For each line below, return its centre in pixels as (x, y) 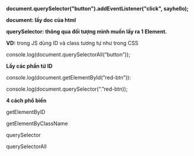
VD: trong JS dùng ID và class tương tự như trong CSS (72, 43)
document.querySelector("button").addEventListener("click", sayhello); (98, 9)
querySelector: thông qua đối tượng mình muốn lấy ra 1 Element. (87, 31)
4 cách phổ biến (26, 101)
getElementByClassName (37, 123)
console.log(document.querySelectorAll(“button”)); (68, 55)
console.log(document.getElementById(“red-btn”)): (69, 77)
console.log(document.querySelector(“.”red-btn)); (67, 89)
